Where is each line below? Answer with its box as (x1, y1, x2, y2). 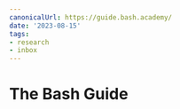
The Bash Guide (9, 84, 129, 105)
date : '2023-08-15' (9, 21, 82, 30)
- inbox (9, 46, 38, 55)
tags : (9, 29, 29, 38)
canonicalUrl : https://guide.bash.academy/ (9, 12, 173, 22)
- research (9, 37, 50, 47)
